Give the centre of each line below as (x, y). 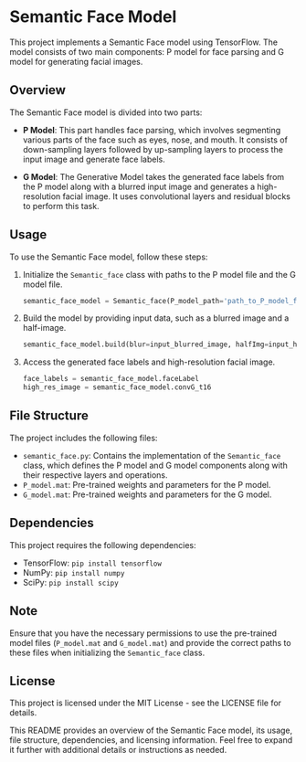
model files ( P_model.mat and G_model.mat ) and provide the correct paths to (150, 642)
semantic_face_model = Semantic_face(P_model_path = (123, 301)
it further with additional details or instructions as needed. (118, 750)
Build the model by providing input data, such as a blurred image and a (156, 318)
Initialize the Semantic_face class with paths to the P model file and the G (159, 274)
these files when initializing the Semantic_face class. (107, 652)
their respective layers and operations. (95, 475)
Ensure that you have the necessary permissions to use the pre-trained (143, 633)
